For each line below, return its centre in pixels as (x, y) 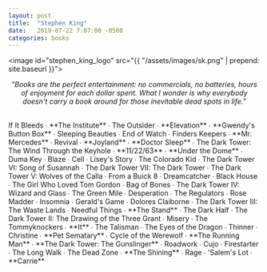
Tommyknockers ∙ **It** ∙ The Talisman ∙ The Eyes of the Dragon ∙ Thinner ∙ (133, 227)
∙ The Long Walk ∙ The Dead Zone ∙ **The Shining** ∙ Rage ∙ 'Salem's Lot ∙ (131, 253)
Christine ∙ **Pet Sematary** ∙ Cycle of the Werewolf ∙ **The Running (124, 235)
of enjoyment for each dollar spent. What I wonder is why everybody (134, 93)
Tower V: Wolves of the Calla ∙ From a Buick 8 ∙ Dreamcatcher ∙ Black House (133, 176)
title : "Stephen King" (48, 23)
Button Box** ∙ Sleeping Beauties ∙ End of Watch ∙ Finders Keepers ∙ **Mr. (130, 134)
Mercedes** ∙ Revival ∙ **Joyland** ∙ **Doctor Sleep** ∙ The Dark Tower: (130, 142)
